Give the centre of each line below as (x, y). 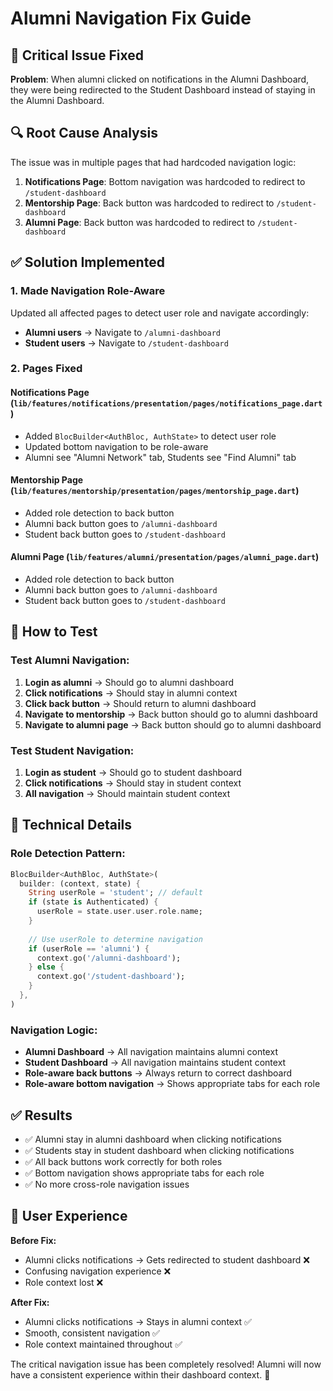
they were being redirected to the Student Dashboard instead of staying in (163, 90)
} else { (46, 967)
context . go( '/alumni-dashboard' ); (109, 958)
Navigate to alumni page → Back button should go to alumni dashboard (173, 724)
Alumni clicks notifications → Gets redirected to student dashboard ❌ (167, 1259)
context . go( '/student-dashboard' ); (111, 977)
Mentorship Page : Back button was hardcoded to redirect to (149, 203)
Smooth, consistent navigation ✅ (92, 1333)
